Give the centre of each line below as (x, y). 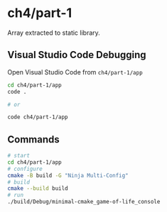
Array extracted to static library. (54, 33)
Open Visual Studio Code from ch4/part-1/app (75, 72)
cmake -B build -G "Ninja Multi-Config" (68, 175)
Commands (34, 139)
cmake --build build (38, 189)
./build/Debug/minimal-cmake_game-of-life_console (84, 202)
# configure (25, 169)
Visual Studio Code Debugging (77, 55)
